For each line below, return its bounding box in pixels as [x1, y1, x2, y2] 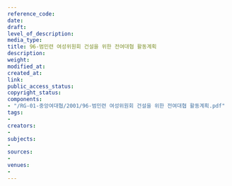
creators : [7, 122, 37, 129]
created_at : [7, 69, 42, 76]
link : [7, 76, 23, 83]
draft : [7, 23, 27, 30]
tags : [7, 109, 23, 116]
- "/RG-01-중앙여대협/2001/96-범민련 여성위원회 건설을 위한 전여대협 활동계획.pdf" [7, 103, 226, 110]
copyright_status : [7, 89, 62, 96]
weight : [7, 57, 30, 64]
